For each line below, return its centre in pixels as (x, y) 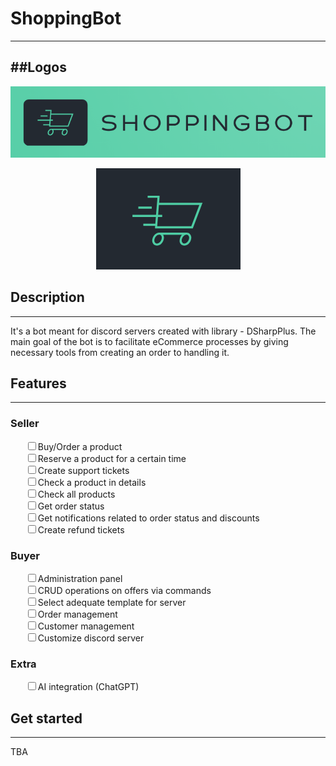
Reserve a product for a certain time (112, 458)
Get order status (71, 506)
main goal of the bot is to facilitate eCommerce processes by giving (149, 341)
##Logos (38, 67)
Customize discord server (91, 638)
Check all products (76, 494)
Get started (46, 718)
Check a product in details (92, 482)
